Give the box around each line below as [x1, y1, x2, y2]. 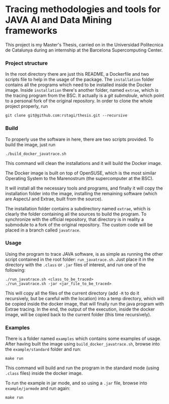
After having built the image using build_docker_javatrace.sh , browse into [5, 341, 160, 347]
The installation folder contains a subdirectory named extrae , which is [5, 205, 151, 211]
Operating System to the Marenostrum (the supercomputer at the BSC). [5, 175, 154, 181]
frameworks [5, 25, 58, 36]
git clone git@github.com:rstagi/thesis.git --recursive [5, 113, 128, 118]
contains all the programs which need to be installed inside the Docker [5, 82, 152, 88]
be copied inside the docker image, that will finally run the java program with [5, 301, 164, 307]
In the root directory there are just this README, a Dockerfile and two [5, 71, 149, 77]
